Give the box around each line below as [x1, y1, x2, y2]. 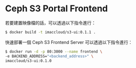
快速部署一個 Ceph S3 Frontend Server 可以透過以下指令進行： [5, 39, 133, 45]
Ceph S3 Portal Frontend [5, 3, 108, 14]
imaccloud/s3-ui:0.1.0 [5, 58, 52, 63]
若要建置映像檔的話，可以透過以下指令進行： [5, 20, 96, 26]
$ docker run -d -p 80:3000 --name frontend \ [5, 49, 102, 54]
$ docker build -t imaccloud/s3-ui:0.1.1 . [5, 30, 96, 34]
